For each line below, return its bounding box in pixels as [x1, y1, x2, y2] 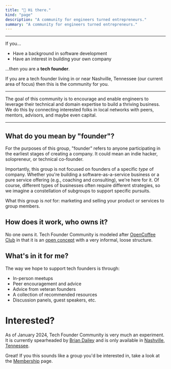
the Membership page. [5, 358, 53, 364]
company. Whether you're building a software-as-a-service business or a [5, 172, 159, 178]
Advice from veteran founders [12, 286, 76, 292]
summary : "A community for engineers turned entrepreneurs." [5, 21, 138, 27]
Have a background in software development [12, 51, 107, 57]
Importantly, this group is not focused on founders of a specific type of [5, 166, 154, 172]
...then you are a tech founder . [5, 66, 70, 72]
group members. [5, 203, 40, 210]
